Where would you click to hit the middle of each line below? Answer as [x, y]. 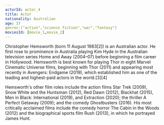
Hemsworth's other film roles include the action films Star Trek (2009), [76, 87]
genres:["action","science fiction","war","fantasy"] [61, 28]
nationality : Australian [30, 19]
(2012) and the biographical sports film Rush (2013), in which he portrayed [80, 113]
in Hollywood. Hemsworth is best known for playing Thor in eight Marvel [78, 62]
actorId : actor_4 [23, 10]
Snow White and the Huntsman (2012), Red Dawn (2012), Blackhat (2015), [79, 92]
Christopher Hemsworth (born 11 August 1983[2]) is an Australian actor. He [80, 46]
